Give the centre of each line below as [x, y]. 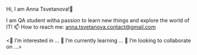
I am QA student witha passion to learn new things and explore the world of [98, 20]
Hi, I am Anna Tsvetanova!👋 [40, 9]
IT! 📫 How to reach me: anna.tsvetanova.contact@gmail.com [81, 27]
